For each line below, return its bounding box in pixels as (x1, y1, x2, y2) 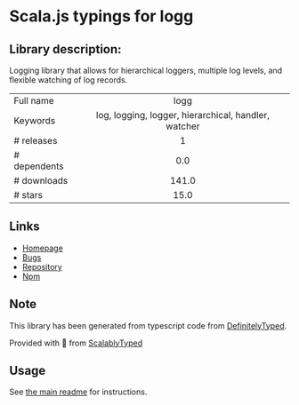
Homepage (21, 242, 64, 253)
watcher (166, 120, 200, 132)
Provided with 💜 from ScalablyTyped (9, 337, 143, 348)
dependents (13, 160, 64, 172)
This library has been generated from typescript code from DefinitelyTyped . (9, 320, 287, 330)
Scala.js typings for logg (9, 6, 194, 27)
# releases (13, 135, 58, 147)
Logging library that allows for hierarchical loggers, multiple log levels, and (9, 65, 283, 75)
